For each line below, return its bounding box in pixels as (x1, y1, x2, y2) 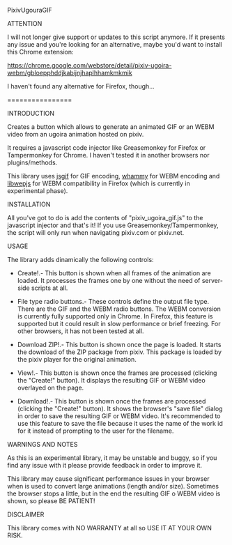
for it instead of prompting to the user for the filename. (17, 427, 174, 435)
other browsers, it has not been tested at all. (17, 327, 144, 335)
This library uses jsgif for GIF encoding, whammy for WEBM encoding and (7, 172, 220, 180)
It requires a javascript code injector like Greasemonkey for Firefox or (7, 144, 206, 152)
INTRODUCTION (7, 109, 54, 117)
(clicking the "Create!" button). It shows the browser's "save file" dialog (17, 404, 223, 413)
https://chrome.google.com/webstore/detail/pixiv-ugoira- (7, 61, 172, 69)
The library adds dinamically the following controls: (7, 256, 155, 263)
